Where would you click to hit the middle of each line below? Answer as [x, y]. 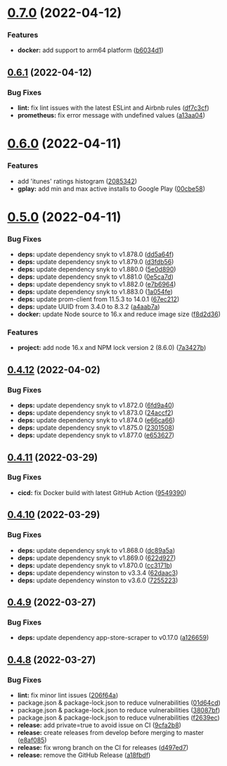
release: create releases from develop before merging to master [110, 732]
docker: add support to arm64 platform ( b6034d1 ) [90, 50]
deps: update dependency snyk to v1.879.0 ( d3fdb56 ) [96, 262]
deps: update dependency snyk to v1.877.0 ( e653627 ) [96, 435]
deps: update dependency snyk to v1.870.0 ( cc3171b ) [95, 565]
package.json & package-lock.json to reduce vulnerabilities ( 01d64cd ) [119, 703]
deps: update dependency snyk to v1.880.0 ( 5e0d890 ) [97, 270]
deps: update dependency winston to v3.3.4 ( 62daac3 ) [98, 572]
